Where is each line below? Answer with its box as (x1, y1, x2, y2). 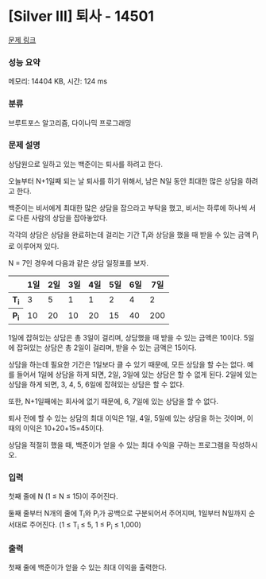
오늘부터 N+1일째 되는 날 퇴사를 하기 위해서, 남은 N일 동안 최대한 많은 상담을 (8, 176, 244, 185)
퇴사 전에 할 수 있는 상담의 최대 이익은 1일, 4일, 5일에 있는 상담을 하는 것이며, (8, 414, 245, 422)
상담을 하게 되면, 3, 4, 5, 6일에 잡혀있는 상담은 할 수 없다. (8, 379, 185, 389)
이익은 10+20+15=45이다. (22, 423, 105, 433)
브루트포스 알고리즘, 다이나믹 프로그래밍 (8, 118, 132, 127)
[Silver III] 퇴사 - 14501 (8, 7, 155, 25)
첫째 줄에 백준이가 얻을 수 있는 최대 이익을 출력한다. (8, 562, 167, 573)
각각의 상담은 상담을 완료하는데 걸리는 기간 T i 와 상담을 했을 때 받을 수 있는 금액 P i (8, 230, 259, 241)
